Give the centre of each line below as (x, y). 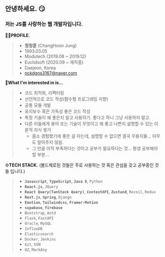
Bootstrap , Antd (40, 213)
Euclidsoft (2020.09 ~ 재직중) (54, 62)
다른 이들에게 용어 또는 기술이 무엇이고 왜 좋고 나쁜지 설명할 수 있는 (89, 124)
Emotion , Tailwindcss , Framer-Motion (61, 202)
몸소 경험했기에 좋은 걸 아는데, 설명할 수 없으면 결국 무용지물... (91, 136)
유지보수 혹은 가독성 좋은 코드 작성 (57, 111)
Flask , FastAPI (39, 218)
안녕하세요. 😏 (25, 9)
